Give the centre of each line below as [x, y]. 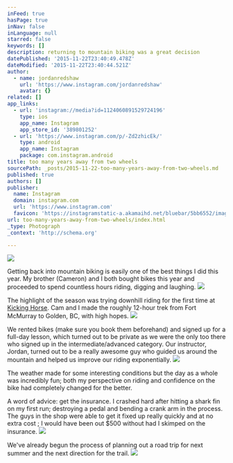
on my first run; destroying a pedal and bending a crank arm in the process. [115, 409]
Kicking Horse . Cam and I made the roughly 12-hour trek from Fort [102, 308]
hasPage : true [28, 20]
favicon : [26, 213]
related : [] [24, 98]
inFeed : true [26, 14]
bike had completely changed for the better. [70, 388]
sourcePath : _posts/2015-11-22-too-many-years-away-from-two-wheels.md [113, 168]
